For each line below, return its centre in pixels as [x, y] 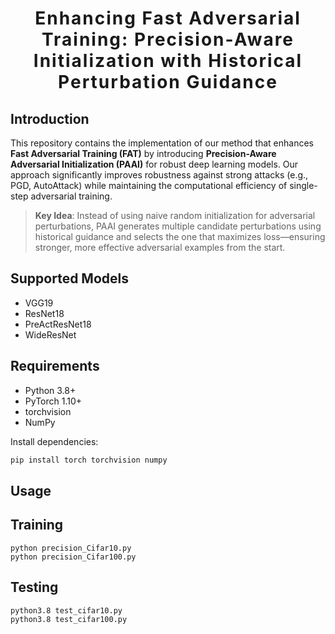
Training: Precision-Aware [168, 39]
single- [303, 185]
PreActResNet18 [58, 324]
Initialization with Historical [168, 61]
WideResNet [50, 334]
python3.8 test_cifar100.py [69, 619]
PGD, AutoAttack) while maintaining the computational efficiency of [149, 185]
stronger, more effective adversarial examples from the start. [160, 247]
